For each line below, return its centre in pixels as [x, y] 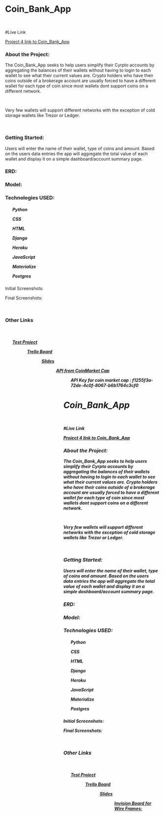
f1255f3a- [142, 380]
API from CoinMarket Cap [83, 371]
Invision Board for [133, 803]
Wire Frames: [128, 809]
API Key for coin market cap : [101, 380]
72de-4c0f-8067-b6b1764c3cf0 [105, 385]
